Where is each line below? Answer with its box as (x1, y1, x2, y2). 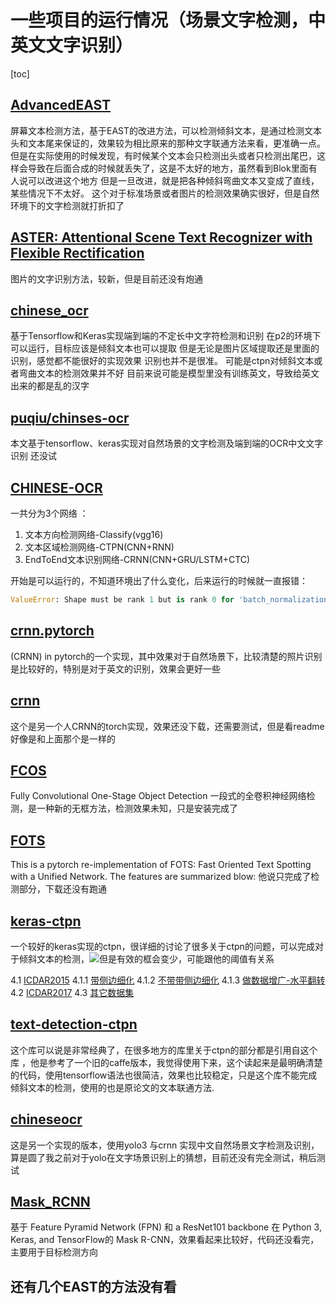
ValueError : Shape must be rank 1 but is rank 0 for (10, 595, 235, 605)
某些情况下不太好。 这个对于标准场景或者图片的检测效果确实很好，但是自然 (10, 187, 320, 199)
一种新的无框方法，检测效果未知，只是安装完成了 (36, 802, 238, 815)
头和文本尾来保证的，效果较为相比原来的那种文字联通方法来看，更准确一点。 (10, 137, 326, 149)
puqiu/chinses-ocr (10, 409, 130, 426)
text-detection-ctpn (10, 1016, 138, 1033)
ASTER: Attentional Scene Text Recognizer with (10, 229, 313, 246)
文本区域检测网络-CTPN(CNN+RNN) (24, 541, 175, 553)
